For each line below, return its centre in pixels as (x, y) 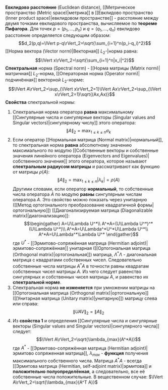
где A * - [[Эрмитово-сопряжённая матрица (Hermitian (71, 348)
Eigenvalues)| (135, 155)
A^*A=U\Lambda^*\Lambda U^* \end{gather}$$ (89, 234)
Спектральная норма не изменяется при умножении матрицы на (83, 288)
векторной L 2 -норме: (61, 80)
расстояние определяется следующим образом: (58, 35)
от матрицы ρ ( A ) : (31, 172)
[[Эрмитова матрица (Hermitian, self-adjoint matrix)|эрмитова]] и (82, 366)
